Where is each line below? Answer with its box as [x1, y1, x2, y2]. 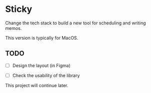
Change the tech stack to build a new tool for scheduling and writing [5, 20, 146, 26]
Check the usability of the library [12, 72, 80, 78]
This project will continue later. [5, 82, 68, 88]
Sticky [5, 3, 32, 15]
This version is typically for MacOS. [5, 35, 78, 41]
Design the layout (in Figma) [12, 62, 71, 68]
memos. [5, 25, 22, 31]
